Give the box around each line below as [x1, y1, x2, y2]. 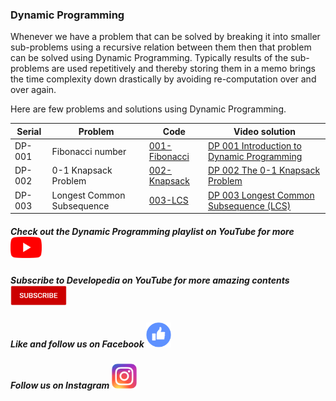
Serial [16, 125, 42, 137]
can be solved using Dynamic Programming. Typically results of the [10, 52, 289, 64]
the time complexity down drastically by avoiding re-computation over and [10, 73, 317, 85]
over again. [10, 84, 57, 96]
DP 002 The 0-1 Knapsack [207, 164, 321, 177]
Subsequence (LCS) [207, 199, 292, 212]
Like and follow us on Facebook [10, 338, 145, 350]
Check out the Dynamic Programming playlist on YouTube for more [10, 225, 295, 237]
